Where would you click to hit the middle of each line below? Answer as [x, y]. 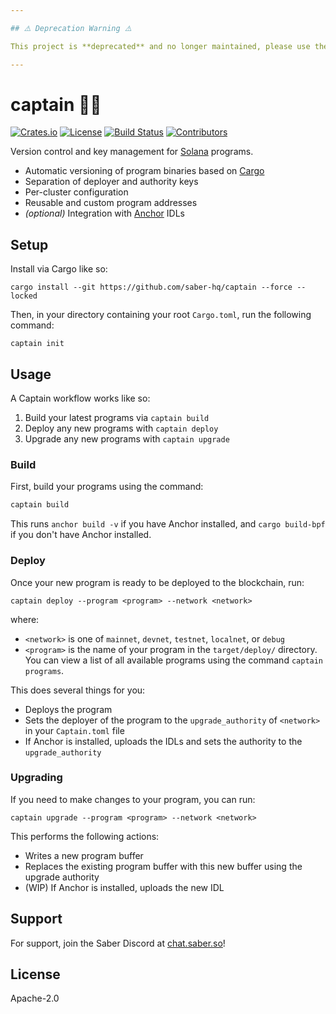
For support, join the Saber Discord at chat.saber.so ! [118, 943]
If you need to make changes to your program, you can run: [133, 799]
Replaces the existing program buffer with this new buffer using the [163, 866]
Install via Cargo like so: [59, 269]
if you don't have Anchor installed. [81, 535]
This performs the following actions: [85, 836]
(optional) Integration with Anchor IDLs [104, 213]
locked [24, 296]
